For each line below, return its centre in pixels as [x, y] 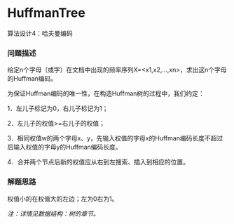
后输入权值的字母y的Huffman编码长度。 [64, 147]
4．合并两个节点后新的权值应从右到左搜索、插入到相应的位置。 [98, 162]
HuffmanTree [46, 13]
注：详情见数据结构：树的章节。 [53, 213]
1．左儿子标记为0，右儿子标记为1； [58, 108]
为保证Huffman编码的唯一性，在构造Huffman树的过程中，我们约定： [106, 93]
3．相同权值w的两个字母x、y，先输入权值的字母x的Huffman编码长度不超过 [115, 138]
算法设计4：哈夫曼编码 [40, 33]
